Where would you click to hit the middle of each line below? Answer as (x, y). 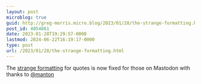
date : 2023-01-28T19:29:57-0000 (46, 34)
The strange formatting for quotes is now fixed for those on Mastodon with (98, 68)
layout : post (22, 12)
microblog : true (26, 17)
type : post (20, 46)
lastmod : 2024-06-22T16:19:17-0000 (51, 40)
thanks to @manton (30, 74)
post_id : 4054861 (28, 28)
